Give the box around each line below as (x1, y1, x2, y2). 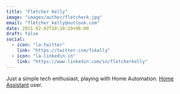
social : (6, 36, 26, 42)
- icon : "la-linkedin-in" (11, 53, 76, 59)
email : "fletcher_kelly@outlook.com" (6, 20, 100, 26)
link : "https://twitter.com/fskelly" (17, 48, 111, 54)
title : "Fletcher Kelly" (6, 8, 68, 15)
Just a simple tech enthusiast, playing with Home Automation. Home (6, 75, 174, 82)
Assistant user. (6, 81, 43, 88)
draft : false (6, 31, 39, 37)
